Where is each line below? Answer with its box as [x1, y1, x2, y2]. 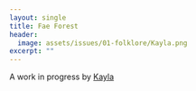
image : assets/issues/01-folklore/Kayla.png [17, 38, 188, 48]
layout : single [9, 13, 67, 23]
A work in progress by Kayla [9, 71, 115, 82]
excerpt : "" [9, 47, 54, 56]
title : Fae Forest [9, 22, 79, 31]
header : [9, 30, 39, 39]
